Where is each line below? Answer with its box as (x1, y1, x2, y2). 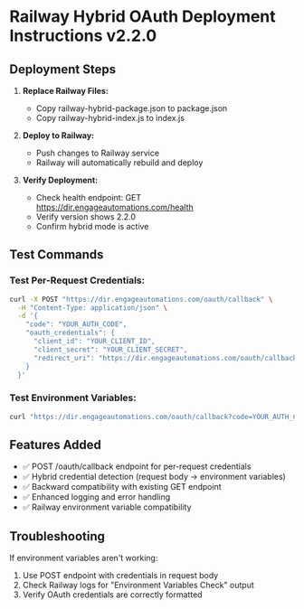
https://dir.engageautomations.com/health (35, 201, 195, 212)
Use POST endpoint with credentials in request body (22, 570, 219, 581)
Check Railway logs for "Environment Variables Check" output (22, 580, 255, 591)
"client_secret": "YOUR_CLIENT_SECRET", (33, 345, 188, 354)
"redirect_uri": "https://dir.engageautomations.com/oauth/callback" (33, 353, 301, 362)
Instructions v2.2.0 (9, 25, 157, 46)
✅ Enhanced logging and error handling (22, 492, 171, 502)
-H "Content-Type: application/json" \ (17, 303, 168, 313)
